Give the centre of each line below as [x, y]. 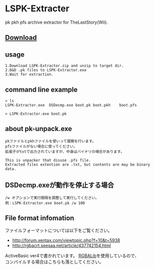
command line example [41, 89]
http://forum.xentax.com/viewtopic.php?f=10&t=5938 [66, 240]
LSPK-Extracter [37, 9]
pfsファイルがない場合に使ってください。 [41, 146]
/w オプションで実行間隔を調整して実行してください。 [52, 198]
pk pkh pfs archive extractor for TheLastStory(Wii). [56, 22]
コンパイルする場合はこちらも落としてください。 [54, 262]
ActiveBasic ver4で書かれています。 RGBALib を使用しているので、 [72, 256]
